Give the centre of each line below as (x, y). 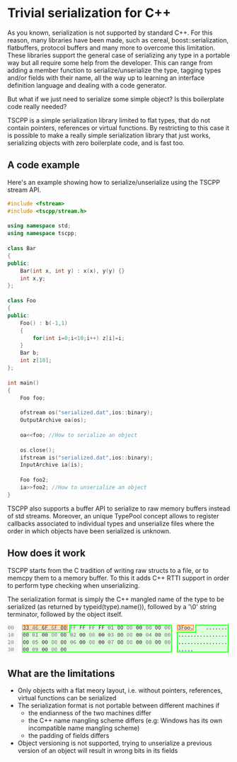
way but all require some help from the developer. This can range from (110, 62)
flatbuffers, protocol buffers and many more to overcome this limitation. (111, 47)
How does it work (47, 553)
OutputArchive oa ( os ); (53, 420)
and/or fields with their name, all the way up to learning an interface (106, 78)
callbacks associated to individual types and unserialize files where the (111, 523)
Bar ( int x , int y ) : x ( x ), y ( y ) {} (73, 271)
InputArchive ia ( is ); (52, 465)
